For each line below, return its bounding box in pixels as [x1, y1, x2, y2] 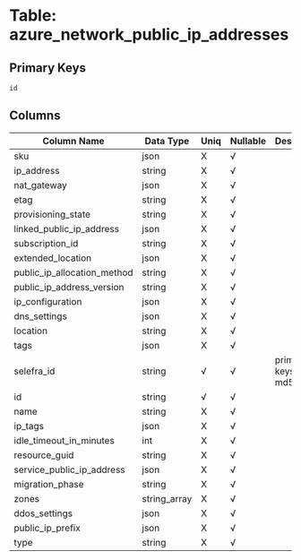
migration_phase [13, 478, 84, 490]
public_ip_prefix [13, 521, 81, 534]
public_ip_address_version [13, 280, 125, 293]
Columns [9, 108, 61, 124]
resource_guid [13, 449, 74, 461]
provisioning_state [13, 208, 91, 220]
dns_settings [13, 310, 67, 323]
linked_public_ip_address [13, 222, 119, 235]
